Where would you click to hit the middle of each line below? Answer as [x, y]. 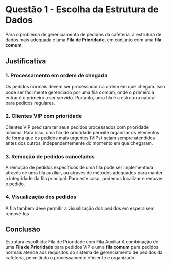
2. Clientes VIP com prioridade [44, 116]
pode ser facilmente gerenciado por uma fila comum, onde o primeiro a [80, 92]
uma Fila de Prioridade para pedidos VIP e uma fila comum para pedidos [82, 247]
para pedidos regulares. [30, 103]
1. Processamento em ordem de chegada [56, 76]
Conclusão [23, 229]
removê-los [17, 213]
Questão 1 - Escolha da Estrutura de [82, 9]
